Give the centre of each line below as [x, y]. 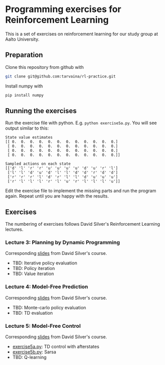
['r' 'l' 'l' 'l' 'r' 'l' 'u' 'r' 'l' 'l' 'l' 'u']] [64, 181]
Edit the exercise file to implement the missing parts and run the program [81, 191]
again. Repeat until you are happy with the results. [57, 196]
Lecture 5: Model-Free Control [43, 326]
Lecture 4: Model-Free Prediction [47, 287]
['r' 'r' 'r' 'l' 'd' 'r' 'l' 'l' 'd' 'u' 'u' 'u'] [63, 177]
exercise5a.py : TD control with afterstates [56, 347]
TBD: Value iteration [33, 274]
